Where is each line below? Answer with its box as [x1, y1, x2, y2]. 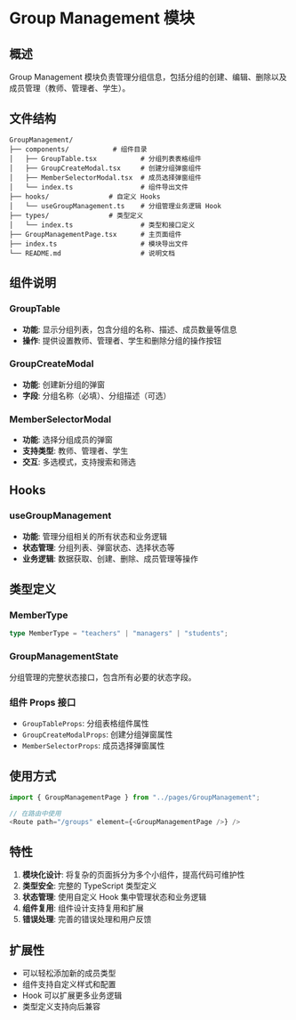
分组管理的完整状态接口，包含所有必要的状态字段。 [9, 671, 196, 682]
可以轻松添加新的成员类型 [21, 967, 116, 978]
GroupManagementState [9, 651, 119, 663]
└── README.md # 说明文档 [9, 248, 176, 258]
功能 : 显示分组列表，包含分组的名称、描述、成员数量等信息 [21, 324, 237, 335]
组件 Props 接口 [9, 696, 76, 708]
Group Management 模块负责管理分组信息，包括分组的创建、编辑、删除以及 [9, 72, 287, 82]
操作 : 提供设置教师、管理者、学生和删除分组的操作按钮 [21, 335, 222, 345]
